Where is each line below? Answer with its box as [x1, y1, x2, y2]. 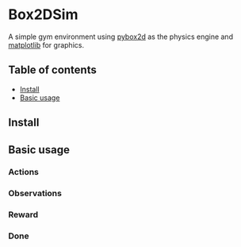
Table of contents [8, 64, 97, 77]
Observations [8, 188, 62, 199]
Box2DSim [8, 6, 78, 24]
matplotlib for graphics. [8, 40, 85, 49]
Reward [8, 209, 39, 220]
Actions [8, 167, 40, 178]
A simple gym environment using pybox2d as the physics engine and [8, 32, 234, 41]
